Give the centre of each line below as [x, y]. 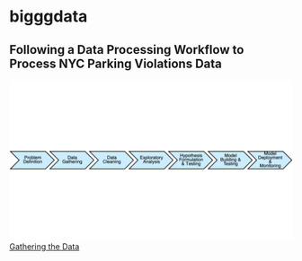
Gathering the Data [44, 247]
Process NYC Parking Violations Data [115, 63]
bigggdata [49, 17]
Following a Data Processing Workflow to [127, 50]
